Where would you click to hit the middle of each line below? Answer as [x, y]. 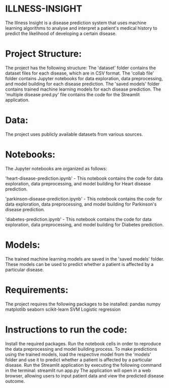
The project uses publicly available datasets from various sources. [74, 134]
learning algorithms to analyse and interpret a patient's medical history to [81, 28]
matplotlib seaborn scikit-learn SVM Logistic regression [63, 309]
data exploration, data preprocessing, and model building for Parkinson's [81, 204]
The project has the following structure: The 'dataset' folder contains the [81, 68]
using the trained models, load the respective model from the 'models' [78, 354]
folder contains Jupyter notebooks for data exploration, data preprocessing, [84, 78]
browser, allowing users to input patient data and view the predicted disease [84, 375]
